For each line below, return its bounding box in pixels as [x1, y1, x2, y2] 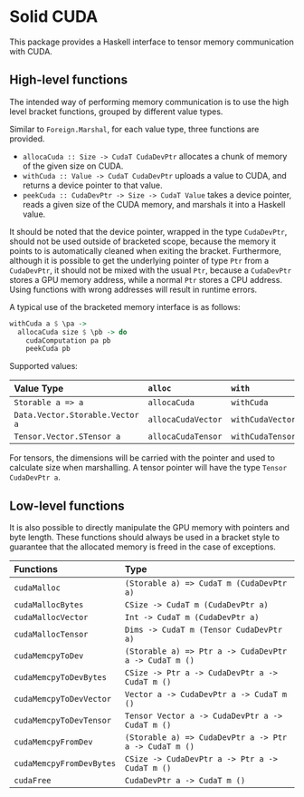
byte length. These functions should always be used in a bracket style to [9, 532, 280, 543]
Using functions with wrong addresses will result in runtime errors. [9, 284, 258, 295]
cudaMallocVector [14, 612, 89, 623]
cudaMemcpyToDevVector [14, 694, 111, 705]
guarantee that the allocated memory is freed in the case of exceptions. [9, 541, 276, 552]
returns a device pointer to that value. [22, 180, 163, 190]
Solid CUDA [9, 6, 99, 27]
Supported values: [9, 361, 79, 372]
